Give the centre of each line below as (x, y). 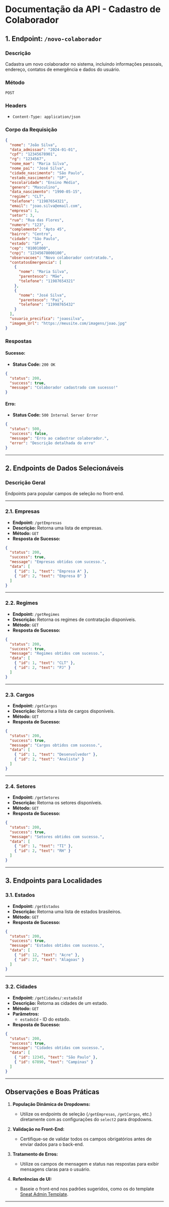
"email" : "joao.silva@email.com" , (46, 206)
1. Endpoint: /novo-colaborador (54, 39)
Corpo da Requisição (31, 130)
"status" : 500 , (26, 429)
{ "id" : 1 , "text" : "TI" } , (44, 846)
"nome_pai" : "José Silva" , (38, 168)
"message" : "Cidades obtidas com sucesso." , (57, 1048)
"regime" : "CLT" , (28, 197)
